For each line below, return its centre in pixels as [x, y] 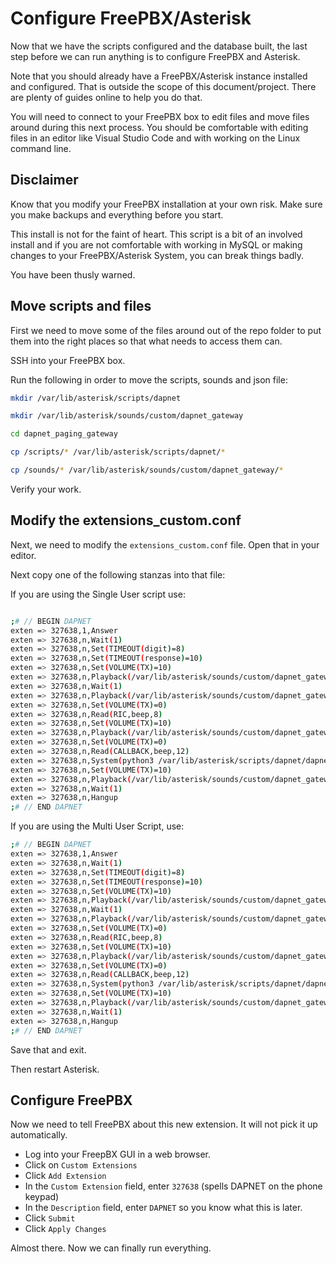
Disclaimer [44, 180]
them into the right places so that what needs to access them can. [146, 341]
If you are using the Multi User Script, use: [97, 826]
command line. [41, 148]
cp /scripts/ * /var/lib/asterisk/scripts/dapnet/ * [118, 452]
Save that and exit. [48, 1049]
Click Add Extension [65, 1176]
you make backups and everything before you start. [117, 214]
